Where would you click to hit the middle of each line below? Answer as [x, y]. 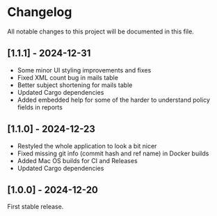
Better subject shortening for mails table [75, 85]
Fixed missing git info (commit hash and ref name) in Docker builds [113, 153]
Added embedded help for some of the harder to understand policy [114, 100]
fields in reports [40, 107]
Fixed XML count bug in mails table [67, 77]
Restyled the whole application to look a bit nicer [87, 146]
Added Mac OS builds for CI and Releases [77, 160]
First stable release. [35, 207]
